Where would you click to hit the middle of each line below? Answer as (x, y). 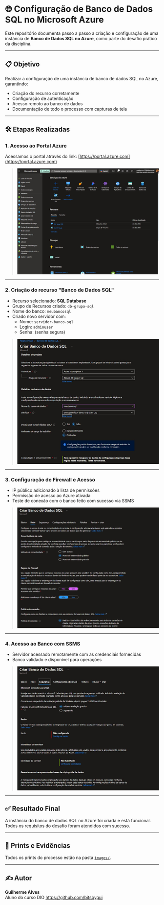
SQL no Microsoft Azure (54, 20)
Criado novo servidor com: (39, 316)
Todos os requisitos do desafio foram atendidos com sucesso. (68, 826)
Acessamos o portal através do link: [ (42, 156)
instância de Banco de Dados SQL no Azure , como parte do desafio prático (81, 38)
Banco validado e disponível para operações (57, 660)
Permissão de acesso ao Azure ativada (51, 496)
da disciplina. (18, 44)
